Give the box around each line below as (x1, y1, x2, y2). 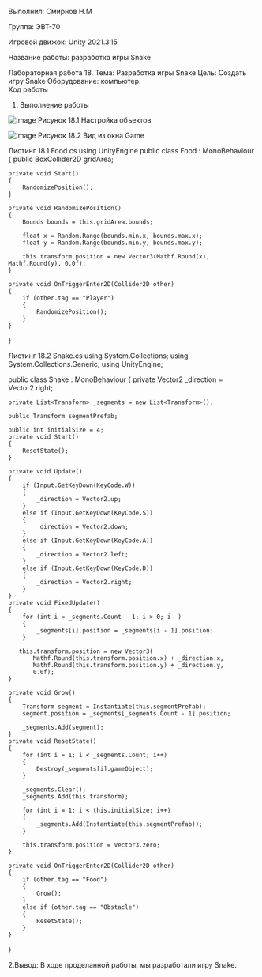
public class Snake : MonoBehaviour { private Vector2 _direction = (8, 375, 223, 384)
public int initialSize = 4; (8, 426, 104, 434)
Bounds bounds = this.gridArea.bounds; (22, 218, 154, 226)
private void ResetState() (8, 737, 97, 745)
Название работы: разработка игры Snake (8, 53, 152, 62)
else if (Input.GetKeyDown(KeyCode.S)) (22, 509, 154, 517)
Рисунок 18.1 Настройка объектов (38, 115, 152, 125)
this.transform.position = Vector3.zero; (22, 841, 160, 849)
